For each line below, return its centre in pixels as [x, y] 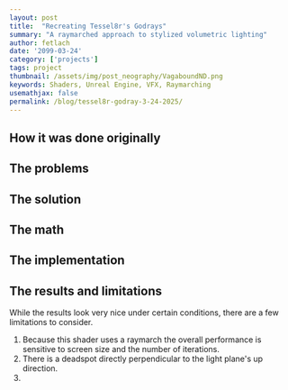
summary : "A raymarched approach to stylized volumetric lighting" [139, 34]
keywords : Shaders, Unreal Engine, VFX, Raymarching [110, 85]
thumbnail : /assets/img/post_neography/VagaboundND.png [116, 77]
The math [37, 229]
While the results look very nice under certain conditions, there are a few [144, 313]
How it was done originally [85, 137]
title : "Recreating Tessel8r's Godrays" [88, 26]
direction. [40, 368]
